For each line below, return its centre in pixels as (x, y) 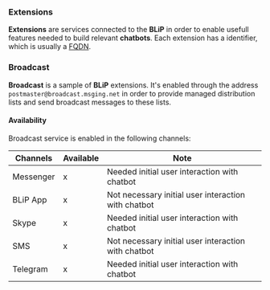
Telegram (30, 269)
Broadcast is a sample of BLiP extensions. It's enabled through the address (133, 85)
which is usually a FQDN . (49, 47)
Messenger (34, 177)
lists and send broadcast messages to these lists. (90, 102)
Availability (27, 120)
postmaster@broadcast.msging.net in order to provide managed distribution (132, 93)
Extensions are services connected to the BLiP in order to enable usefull (129, 30)
